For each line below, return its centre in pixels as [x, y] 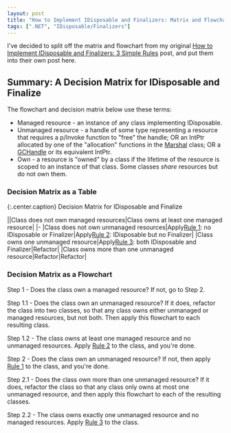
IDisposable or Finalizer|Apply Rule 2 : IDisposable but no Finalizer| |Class [110, 235]
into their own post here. [42, 61]
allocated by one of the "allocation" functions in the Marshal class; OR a [119, 145]
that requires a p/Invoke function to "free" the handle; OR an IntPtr [111, 138]
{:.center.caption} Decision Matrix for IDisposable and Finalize [95, 207]
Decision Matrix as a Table [52, 192]
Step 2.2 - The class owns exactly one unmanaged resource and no [103, 414]
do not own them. [42, 174]
